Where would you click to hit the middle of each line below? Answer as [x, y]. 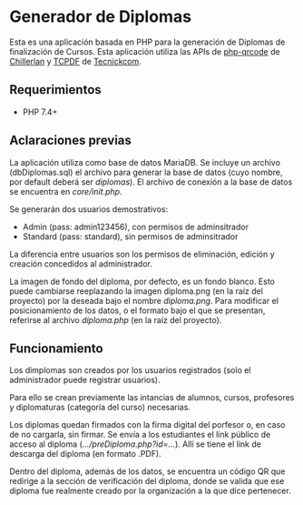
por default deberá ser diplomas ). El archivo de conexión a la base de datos [151, 182]
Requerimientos [55, 90]
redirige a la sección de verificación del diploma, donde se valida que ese [147, 481]
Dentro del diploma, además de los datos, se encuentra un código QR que [147, 471]
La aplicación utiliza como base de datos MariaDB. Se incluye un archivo [145, 162]
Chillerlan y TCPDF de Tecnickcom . [76, 61]
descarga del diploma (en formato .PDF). [85, 454]
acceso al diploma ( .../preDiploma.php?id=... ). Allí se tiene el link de [135, 444]
